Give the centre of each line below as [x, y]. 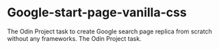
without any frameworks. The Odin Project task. [74, 38]
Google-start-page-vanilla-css [97, 13]
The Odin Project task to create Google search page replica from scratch [109, 31]
